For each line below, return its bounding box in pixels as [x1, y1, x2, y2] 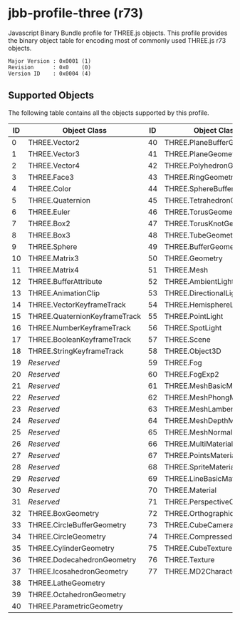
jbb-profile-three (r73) [8, 5, 144, 21]
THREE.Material [164, 485, 216, 495]
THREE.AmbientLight [164, 276, 234, 286]
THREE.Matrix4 [28, 265, 79, 275]
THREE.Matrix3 [28, 253, 79, 263]
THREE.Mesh [164, 265, 209, 275]
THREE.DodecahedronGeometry [28, 554, 137, 564]
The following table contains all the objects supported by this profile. [8, 108, 209, 117]
